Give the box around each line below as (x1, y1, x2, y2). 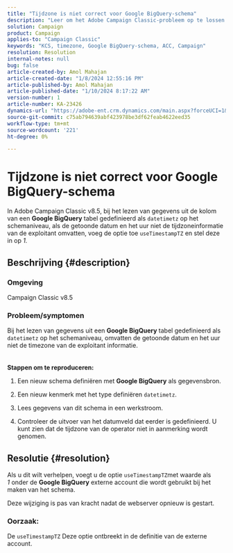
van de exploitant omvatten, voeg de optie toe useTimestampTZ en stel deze (7, 229, 221, 237)
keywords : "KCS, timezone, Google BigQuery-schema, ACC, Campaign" (7, 42, 207, 49)
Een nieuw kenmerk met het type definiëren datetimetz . (17, 390, 177, 399)
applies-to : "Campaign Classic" (7, 36, 101, 43)
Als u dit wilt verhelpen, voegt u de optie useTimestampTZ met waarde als (7, 470, 212, 479)
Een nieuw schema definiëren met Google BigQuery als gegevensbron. (17, 377, 222, 385)
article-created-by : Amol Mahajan (7, 68, 107, 75)
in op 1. (7, 237, 28, 245)
